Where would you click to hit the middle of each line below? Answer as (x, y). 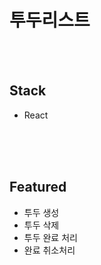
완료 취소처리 (49, 250)
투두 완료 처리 (50, 237)
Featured (38, 187)
